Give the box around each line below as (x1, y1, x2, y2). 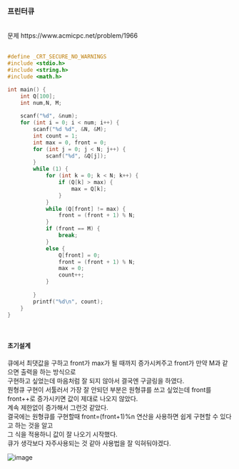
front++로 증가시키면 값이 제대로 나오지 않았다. (7, 394, 138, 403)
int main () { (7, 86, 46, 93)
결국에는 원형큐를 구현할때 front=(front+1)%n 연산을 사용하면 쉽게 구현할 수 (7, 412, 219, 421)
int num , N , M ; (20, 99, 62, 106)
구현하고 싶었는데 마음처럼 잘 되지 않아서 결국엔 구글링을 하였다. (7, 376, 185, 385)
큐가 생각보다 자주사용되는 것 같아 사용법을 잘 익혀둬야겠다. (7, 438, 171, 447)
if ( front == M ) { (45, 225, 101, 232)
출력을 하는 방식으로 (20, 367, 76, 376)
